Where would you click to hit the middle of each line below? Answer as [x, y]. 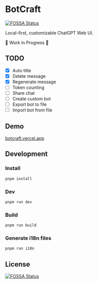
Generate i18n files [28, 238]
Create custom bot [32, 99]
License [18, 264]
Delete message [29, 76]
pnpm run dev [19, 202]
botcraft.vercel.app [25, 138]
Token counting [28, 87]
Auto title [22, 70]
